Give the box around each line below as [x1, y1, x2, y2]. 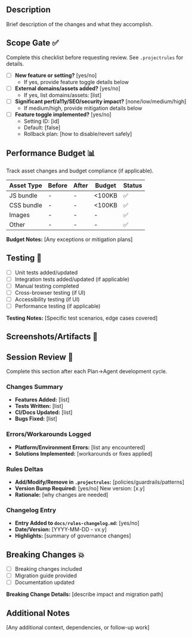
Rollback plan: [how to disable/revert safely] [23, 130, 132, 137]
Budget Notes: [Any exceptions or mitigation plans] [6, 236, 133, 243]
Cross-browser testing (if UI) [14, 289, 86, 296]
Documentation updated [14, 579, 75, 586]
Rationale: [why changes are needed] [14, 491, 109, 498]
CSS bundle [9, 201, 43, 209]
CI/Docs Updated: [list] [14, 409, 73, 416]
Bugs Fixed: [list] [14, 415, 58, 422]
